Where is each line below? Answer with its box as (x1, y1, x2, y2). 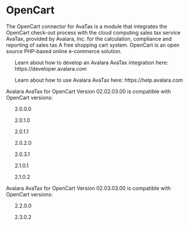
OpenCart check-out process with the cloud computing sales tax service (6, 29, 181, 36)
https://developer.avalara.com (14, 65, 87, 72)
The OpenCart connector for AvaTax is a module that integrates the (6, 23, 167, 30)
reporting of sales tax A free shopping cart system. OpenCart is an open (6, 41, 180, 49)
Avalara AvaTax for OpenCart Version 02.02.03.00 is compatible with (6, 88, 171, 95)
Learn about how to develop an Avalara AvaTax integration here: (14, 59, 169, 66)
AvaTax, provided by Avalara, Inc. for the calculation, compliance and (6, 35, 172, 42)
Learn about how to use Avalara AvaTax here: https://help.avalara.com (14, 77, 184, 84)
